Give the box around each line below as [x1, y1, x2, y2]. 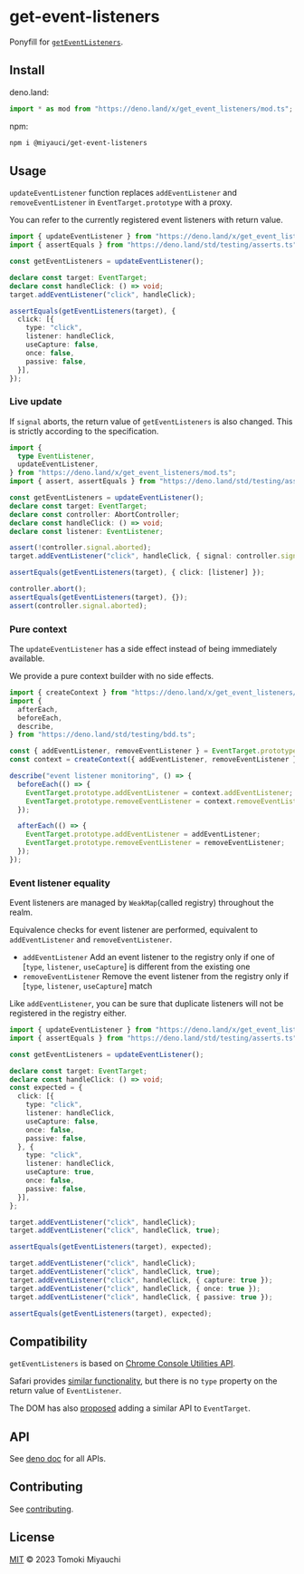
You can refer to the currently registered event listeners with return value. [9, 215, 283, 226]
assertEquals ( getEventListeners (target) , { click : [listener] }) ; [9, 568, 265, 578]
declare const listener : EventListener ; [9, 527, 165, 536]
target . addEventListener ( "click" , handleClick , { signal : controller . [9, 551, 281, 561]
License [9, 1530, 55, 1545]
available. [9, 653, 45, 664]
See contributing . [9, 1503, 74, 1514]
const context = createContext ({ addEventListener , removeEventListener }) [9, 755, 301, 764]
